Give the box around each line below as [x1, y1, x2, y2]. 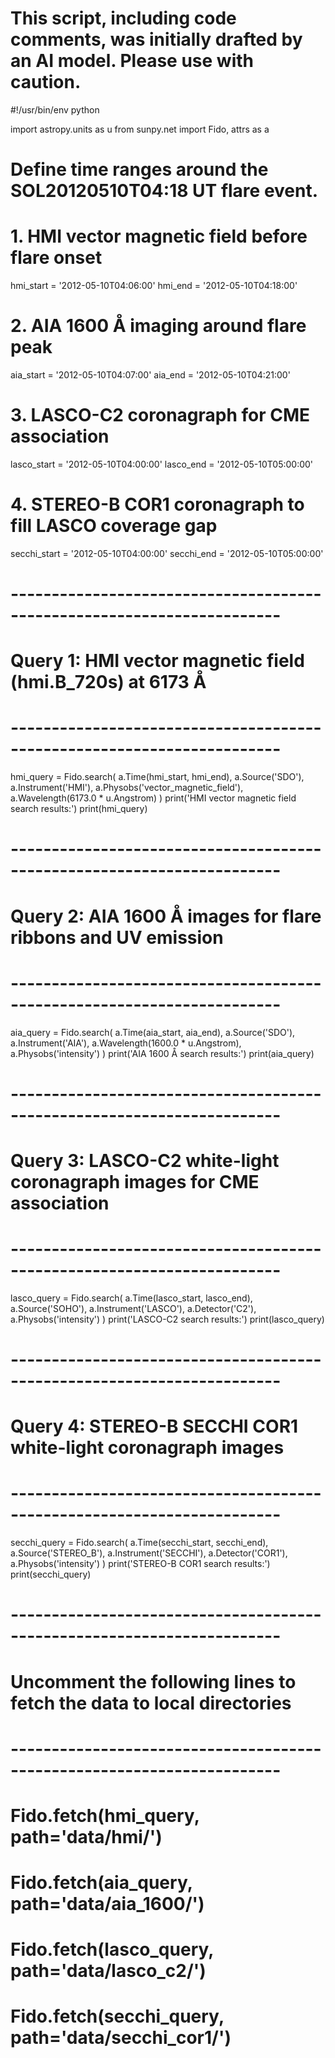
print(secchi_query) [10, 1568, 92, 1581]
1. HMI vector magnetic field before [10, 225, 308, 248]
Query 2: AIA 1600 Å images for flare [10, 905, 322, 927]
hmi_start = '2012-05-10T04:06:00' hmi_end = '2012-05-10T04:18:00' [10, 280, 298, 292]
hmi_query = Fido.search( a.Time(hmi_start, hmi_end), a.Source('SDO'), [10, 771, 305, 783]
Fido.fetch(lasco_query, [10, 1938, 214, 1961]
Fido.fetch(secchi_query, [10, 2005, 225, 2028]
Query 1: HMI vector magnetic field [10, 650, 305, 672]
